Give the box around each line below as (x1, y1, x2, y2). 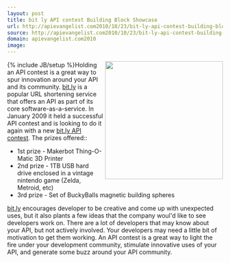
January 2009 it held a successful (7, 112, 103, 120)
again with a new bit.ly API (7, 126, 82, 135)
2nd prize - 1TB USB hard (16, 162, 89, 170)
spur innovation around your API (7, 76, 98, 83)
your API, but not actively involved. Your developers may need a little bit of (7, 226, 218, 234)
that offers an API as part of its (7, 98, 94, 105)
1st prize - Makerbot (16, 147, 74, 155)
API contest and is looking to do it (7, 119, 102, 127)
